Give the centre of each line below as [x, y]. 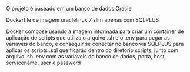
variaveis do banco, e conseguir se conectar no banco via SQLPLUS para [95, 44]
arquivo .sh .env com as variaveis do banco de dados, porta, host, [86, 56]
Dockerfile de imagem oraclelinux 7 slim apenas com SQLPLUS [83, 20]
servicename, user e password [44, 63]
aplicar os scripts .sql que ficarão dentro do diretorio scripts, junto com [92, 50]
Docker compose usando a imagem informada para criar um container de [95, 31]
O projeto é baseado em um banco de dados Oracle [69, 9]
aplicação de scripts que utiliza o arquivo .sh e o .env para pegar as [88, 37]
